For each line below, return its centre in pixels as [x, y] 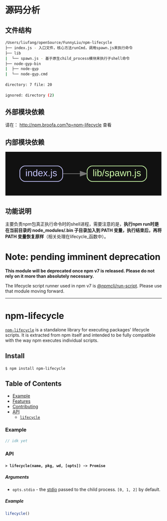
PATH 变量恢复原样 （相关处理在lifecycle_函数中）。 [57, 237]
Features [21, 401]
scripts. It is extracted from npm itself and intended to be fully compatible [80, 335]
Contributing [25, 406]
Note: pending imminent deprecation [83, 257]
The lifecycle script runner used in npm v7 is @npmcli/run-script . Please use [83, 285]
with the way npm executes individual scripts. [52, 340]
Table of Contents [34, 384]
